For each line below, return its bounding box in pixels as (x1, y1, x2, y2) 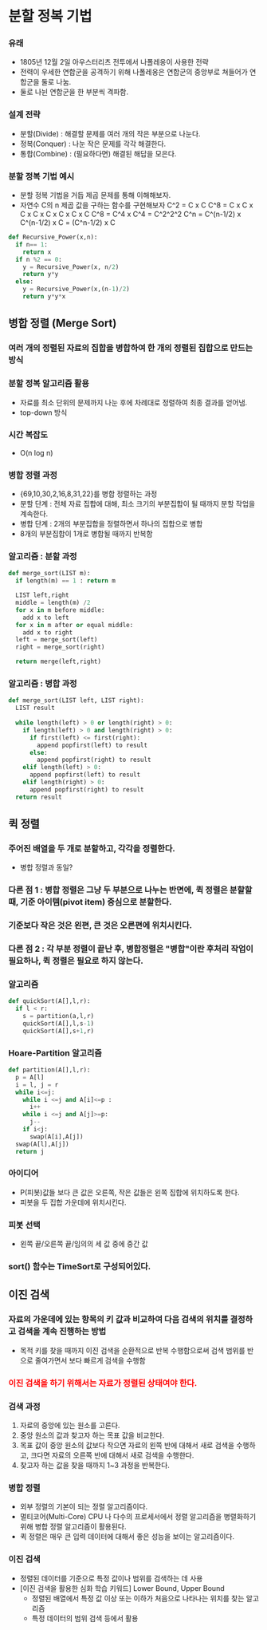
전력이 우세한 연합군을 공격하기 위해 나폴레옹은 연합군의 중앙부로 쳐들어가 (19, 67, 249, 77)
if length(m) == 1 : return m (15, 577, 116, 585)
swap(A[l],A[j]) (15, 1140, 69, 1148)
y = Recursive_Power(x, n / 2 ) (22, 262, 120, 271)
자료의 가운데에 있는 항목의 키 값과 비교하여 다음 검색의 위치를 (8, 1314, 229, 1325)
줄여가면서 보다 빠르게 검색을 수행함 (34, 1356, 146, 1365)
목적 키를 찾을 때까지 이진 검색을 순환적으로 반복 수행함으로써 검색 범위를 (19, 1345, 245, 1355)
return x (22, 248, 52, 256)
